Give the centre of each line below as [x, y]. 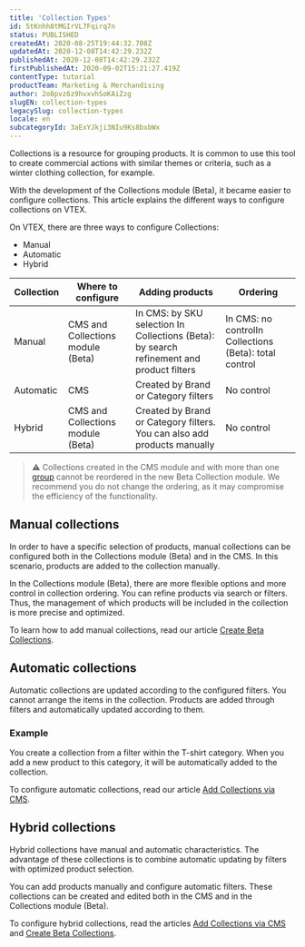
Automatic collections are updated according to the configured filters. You [148, 690]
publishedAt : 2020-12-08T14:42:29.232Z [85, 60]
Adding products [176, 292]
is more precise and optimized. [67, 612]
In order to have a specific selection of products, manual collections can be [150, 547]
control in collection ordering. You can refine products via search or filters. [149, 593]
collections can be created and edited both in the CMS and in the [131, 896]
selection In [160, 325]
